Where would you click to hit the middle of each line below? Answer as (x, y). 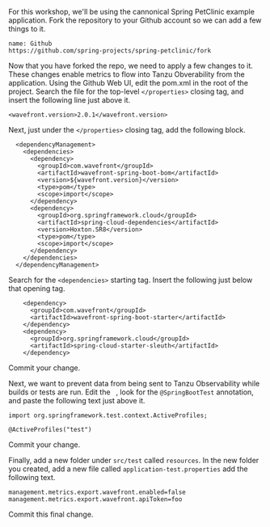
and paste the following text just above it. (77, 401)
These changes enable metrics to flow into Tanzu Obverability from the (127, 74)
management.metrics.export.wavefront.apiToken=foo (95, 500)
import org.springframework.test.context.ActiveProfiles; (108, 415)
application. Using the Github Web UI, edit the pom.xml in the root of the (129, 83)
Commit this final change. (51, 514)
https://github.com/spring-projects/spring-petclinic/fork (110, 51)
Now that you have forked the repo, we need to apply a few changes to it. (131, 65)
